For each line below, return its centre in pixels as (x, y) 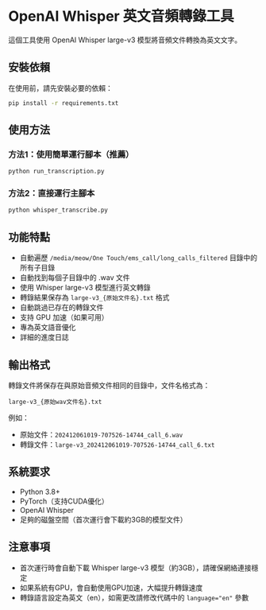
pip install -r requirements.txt (64, 103)
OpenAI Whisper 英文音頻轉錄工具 (121, 16)
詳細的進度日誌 (44, 337)
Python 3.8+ (40, 491)
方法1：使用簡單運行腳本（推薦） (71, 154)
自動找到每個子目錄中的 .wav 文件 (75, 278)
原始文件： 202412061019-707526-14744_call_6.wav (101, 434)
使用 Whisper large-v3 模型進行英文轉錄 (85, 288)
